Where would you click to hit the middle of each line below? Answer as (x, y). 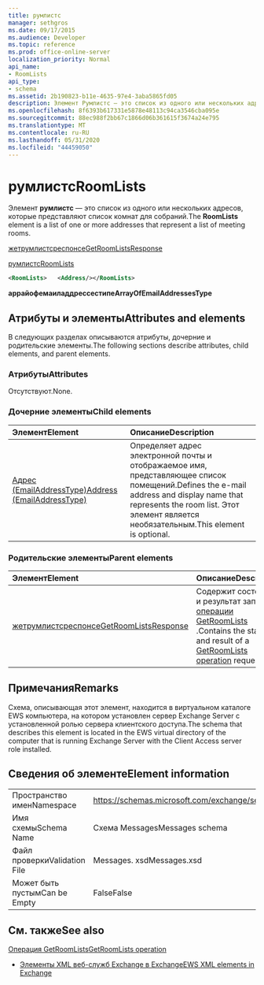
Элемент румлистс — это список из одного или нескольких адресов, (126, 208)
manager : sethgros (38, 23)
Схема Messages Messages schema (160, 827)
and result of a (223, 641)
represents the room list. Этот (184, 504)
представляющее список (178, 475)
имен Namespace (44, 805)
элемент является (164, 515)
